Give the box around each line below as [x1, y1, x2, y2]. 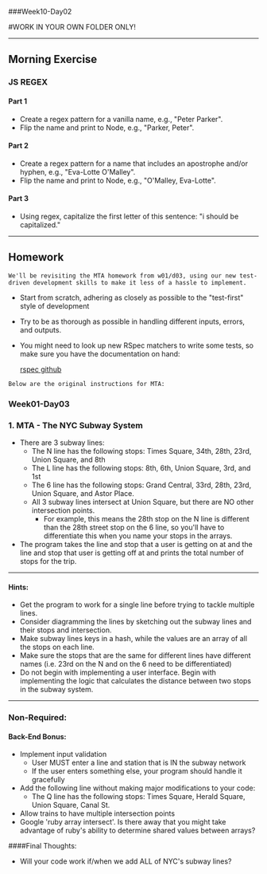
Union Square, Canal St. [31, 801, 110, 810]
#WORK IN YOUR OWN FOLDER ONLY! [8, 22, 137, 31]
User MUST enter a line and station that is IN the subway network [31, 758, 246, 768]
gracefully [31, 775, 65, 785]
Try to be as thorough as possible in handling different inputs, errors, [19, 317, 245, 326]
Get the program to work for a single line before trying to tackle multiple [19, 600, 255, 609]
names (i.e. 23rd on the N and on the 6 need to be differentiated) [19, 659, 232, 669]
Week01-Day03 [8, 398, 70, 409]
